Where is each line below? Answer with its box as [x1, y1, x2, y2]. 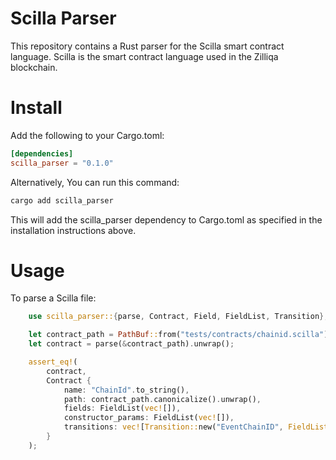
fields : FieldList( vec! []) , [63, 403, 182, 414]
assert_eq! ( [28, 357, 78, 367]
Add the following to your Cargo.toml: [10, 129, 165, 141]
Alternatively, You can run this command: [10, 176, 180, 188]
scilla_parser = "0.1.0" [10, 158, 114, 168]
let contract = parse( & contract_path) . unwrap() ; [28, 339, 235, 349]
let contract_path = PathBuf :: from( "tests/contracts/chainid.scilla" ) [28, 330, 329, 340]
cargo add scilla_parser [10, 195, 114, 206]
